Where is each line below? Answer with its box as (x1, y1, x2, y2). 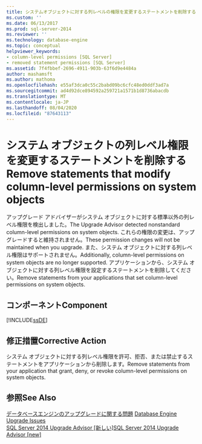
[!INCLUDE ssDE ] (6, 317, 48, 324)
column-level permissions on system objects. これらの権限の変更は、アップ (6, 229, 195, 236)
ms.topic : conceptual (6, 43, 61, 49)
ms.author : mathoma (6, 76, 56, 82)
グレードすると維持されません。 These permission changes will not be (6, 236, 180, 243)
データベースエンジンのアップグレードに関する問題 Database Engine (6, 410, 177, 417)
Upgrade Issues (6, 417, 46, 424)
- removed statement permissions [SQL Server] (6, 59, 126, 66)
